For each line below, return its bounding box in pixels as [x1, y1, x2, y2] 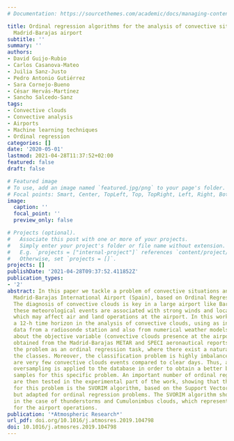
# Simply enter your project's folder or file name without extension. [7, 242, 226, 249]
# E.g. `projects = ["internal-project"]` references [7, 249, 173, 256]
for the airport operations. [13, 404, 98, 411]
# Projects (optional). [7, 229, 77, 236]
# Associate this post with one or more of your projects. [7, 235, 189, 242]
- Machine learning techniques [7, 126, 98, 133]
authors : [7, 49, 33, 56]
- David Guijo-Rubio [7, 55, 68, 63]
